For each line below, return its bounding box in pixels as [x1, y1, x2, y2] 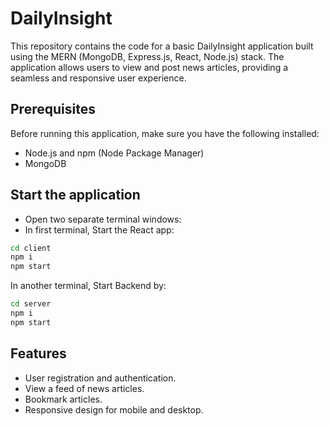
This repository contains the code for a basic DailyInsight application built [10, 40, 314, 52]
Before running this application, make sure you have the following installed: [10, 127, 320, 139]
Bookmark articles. [24, 393, 103, 405]
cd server [10, 299, 52, 309]
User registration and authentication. [24, 372, 177, 384]
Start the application [10, 187, 141, 204]
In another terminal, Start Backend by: [10, 280, 167, 292]
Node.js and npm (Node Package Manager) [24, 147, 205, 159]
